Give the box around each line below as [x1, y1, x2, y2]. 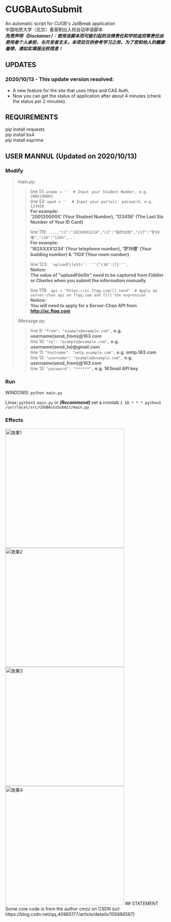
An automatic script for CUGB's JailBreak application [5, 20, 115, 26]
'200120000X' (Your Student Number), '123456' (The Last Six [30, 213, 164, 220]
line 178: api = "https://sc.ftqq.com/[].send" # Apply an [30, 287, 158, 293]
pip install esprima [5, 137, 44, 143]
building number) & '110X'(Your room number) [30, 252, 130, 258]
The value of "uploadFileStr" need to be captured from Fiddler [30, 272, 164, 278]
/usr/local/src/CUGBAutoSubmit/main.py [5, 405, 90, 410]
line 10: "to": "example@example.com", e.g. [30, 339, 119, 345]
